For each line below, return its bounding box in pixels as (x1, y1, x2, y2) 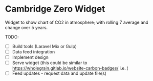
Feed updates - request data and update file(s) (12, 70, 107, 76)
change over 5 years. (5, 24, 48, 30)
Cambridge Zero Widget (5, 3, 105, 15)
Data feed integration (12, 49, 55, 54)
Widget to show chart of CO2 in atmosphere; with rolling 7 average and (5, 19, 149, 25)
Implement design (12, 54, 49, 60)
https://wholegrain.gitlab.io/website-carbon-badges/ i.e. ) (12, 65, 129, 71)
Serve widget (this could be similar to (12, 60, 87, 66)
